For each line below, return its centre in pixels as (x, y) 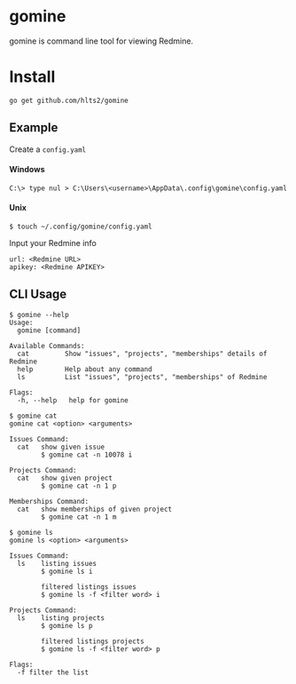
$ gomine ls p (67, 625)
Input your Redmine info (53, 243)
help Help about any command (85, 369)
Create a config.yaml (48, 149)
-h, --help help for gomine (73, 400)
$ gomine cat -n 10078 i (87, 455)
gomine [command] (49, 330)
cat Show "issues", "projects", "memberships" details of (142, 354)
